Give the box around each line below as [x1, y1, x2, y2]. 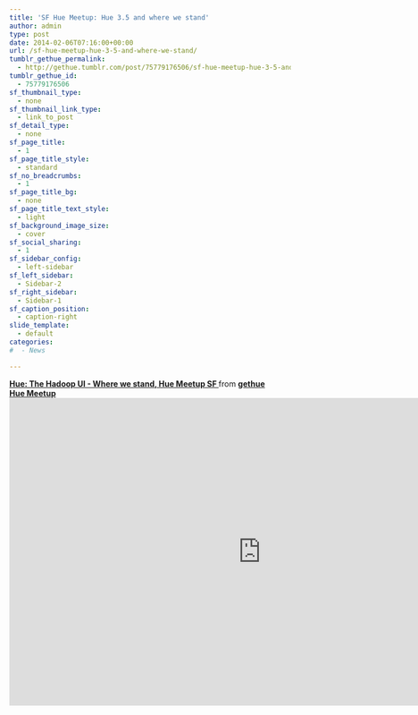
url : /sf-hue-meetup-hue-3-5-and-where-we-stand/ [9, 47, 198, 55]
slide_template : [9, 321, 70, 330]
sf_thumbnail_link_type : [9, 105, 102, 114]
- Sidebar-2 [17, 279, 63, 288]
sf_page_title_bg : [9, 188, 78, 197]
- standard [17, 163, 58, 172]
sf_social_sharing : [9, 238, 82, 247]
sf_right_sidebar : [9, 287, 78, 296]
